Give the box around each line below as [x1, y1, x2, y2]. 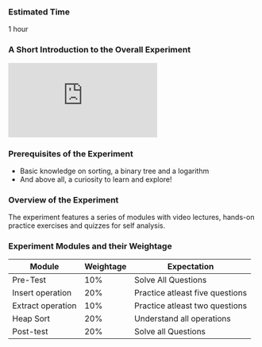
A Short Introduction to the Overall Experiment [8, 44, 191, 56]
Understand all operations [134, 313, 232, 324]
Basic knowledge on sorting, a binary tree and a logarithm [19, 166, 210, 175]
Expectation [167, 261, 214, 272]
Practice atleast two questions [134, 300, 248, 311]
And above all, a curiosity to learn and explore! [19, 174, 172, 184]
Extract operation [12, 300, 77, 311]
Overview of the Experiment [8, 194, 119, 205]
